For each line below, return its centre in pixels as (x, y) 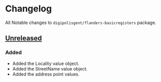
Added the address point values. (46, 74)
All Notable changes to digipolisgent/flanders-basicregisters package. (81, 22)
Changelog (28, 9)
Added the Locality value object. (46, 63)
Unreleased (24, 38)
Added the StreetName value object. (50, 68)
